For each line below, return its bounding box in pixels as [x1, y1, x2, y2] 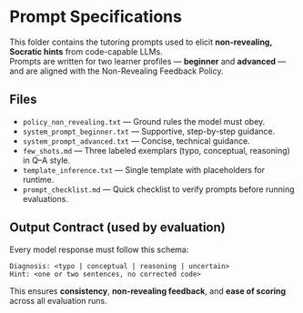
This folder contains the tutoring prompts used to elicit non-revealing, [9, 36, 273, 47]
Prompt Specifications [9, 6, 182, 27]
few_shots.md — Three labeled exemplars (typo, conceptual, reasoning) [22, 145, 291, 156]
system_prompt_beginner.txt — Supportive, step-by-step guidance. [22, 126, 276, 136]
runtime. [22, 174, 55, 185]
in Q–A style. [22, 155, 71, 166]
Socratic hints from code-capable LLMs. [9, 45, 164, 56]
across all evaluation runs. [9, 295, 107, 306]
